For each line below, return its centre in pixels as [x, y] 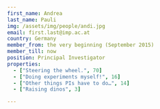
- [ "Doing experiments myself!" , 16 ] [67, 77]
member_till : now [32, 52]
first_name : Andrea [35, 13]
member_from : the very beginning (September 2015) [81, 45]
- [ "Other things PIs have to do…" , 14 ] [71, 83]
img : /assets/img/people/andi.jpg [56, 26]
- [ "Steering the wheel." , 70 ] [58, 70]
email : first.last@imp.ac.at [49, 32]
